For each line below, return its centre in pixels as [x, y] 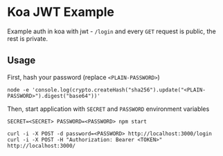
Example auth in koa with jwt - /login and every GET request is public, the [111, 31]
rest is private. [28, 38]
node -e [18, 90]
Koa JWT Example [61, 12]
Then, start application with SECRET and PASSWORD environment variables [108, 109]
